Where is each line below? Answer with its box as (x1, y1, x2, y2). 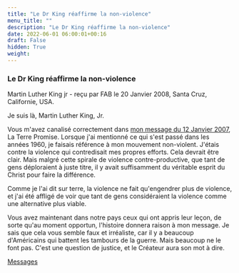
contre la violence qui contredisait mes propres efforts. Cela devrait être (7, 148, 219, 157)
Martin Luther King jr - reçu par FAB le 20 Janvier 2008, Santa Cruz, (7, 90, 208, 98)
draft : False (7, 37, 46, 44)
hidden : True (7, 43, 46, 51)
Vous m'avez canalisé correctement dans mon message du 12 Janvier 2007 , (7, 125, 230, 134)
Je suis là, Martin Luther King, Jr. (7, 111, 105, 120)
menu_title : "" (7, 17, 53, 24)
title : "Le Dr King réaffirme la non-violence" (7, 10, 152, 18)
